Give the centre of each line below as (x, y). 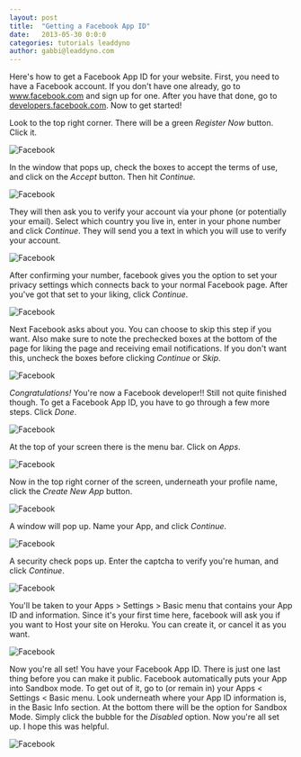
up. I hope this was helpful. (59, 726)
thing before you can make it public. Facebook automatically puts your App (148, 679)
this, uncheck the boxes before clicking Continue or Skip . (115, 358)
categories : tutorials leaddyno (70, 43)
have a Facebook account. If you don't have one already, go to (125, 86)
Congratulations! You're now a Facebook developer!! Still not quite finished (148, 393)
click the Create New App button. (71, 491)
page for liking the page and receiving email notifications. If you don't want (148, 348)
